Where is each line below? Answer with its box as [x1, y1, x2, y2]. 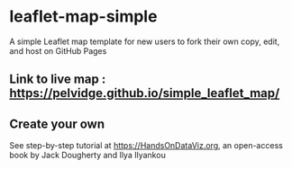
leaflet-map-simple [9, 6, 158, 27]
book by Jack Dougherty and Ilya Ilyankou [9, 150, 167, 161]
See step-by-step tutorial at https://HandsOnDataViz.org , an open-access [9, 140, 284, 151]
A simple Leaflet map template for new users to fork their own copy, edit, [9, 36, 280, 47]
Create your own [9, 116, 105, 131]
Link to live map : [9, 72, 106, 87]
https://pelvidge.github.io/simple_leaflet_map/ [9, 85, 280, 101]
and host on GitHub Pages [9, 45, 107, 56]
